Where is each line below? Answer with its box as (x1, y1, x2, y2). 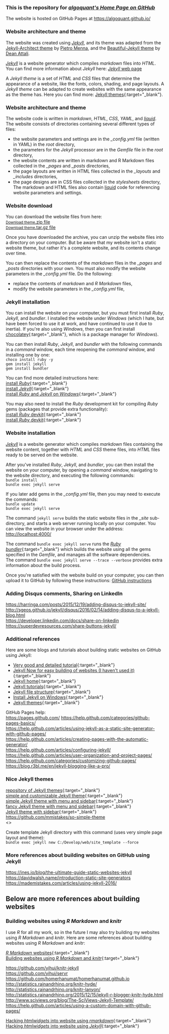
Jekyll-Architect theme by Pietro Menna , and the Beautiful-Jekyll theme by (6, 45, 160, 51)
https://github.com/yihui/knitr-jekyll (6, 965, 79, 971)
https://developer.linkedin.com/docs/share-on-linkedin (6, 617, 119, 624)
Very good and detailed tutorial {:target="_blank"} (13, 662, 115, 668)
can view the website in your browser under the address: (6, 526, 124, 532)
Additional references (6, 636, 60, 642)
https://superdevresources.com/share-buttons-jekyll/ (6, 623, 117, 629)
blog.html (6, 612, 26, 618)
